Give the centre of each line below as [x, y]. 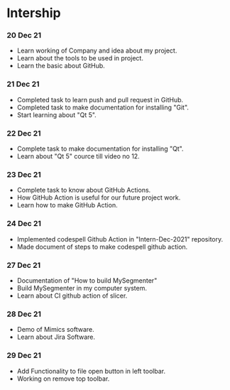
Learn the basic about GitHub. [61, 66]
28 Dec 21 [24, 314]
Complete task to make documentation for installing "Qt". [100, 149]
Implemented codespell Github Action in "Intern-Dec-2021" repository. [120, 239]
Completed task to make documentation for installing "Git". [103, 107]
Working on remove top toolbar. [63, 379]
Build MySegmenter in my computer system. [82, 288]
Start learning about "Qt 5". [56, 114]
